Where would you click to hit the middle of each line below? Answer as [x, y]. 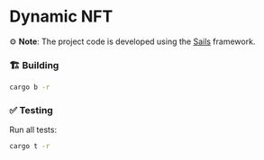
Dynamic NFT [61, 17]
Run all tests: [33, 130]
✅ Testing [32, 111]
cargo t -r [30, 147]
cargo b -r [30, 87]
